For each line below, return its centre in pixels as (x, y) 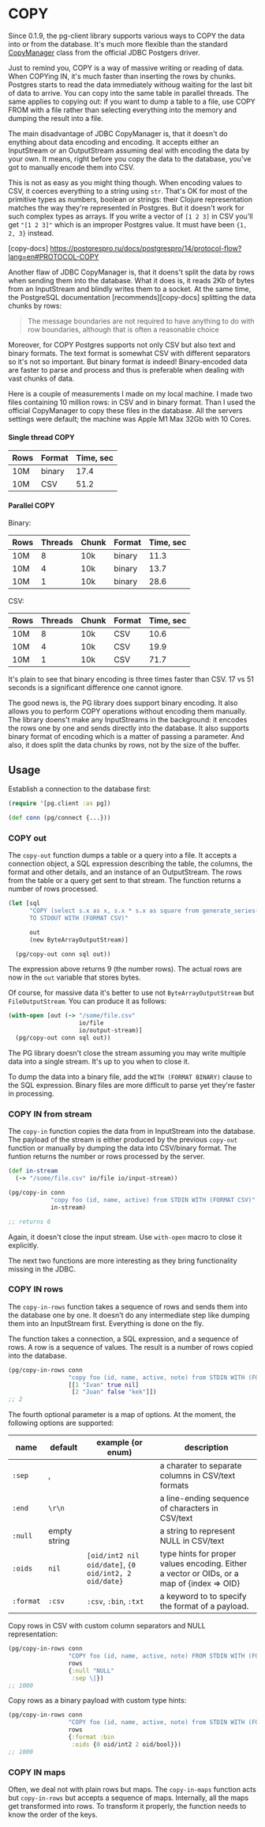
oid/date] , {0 (111, 1565)
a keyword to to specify (203, 1597)
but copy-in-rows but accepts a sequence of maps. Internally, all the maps (129, 1798)
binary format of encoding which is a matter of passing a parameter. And (126, 737)
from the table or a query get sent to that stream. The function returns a (125, 881)
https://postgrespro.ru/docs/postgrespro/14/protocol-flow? (146, 248)
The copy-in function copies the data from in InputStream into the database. (132, 1131)
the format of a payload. (204, 1606)
